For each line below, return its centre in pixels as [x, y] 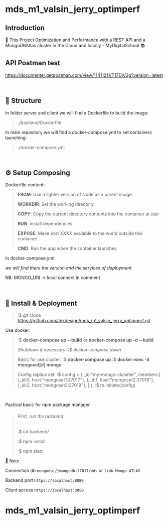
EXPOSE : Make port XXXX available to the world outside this [80, 233]
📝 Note [12, 461]
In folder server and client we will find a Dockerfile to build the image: [77, 113]
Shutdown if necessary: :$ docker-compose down [69, 350]
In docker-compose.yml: [31, 258]
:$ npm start [30, 451]
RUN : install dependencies [45, 224]
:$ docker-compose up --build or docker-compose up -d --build [86, 340]
